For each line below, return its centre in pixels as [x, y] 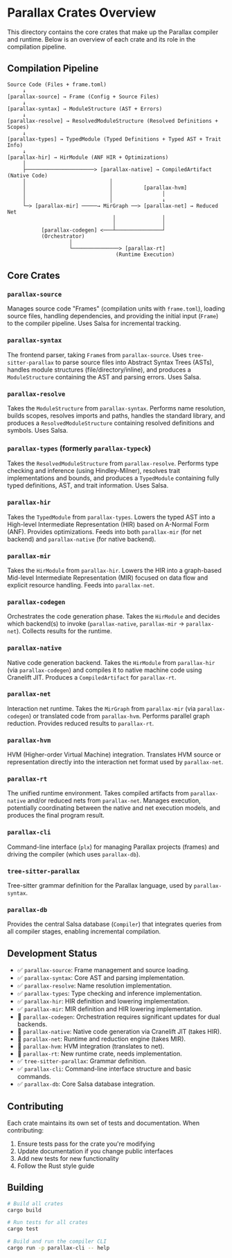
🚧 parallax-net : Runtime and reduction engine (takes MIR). [101, 1039]
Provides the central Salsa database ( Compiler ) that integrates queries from [115, 924]
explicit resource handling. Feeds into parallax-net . [81, 585]
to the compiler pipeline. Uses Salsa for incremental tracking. [94, 323]
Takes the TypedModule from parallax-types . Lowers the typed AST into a [111, 517]
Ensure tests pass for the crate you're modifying [86, 1144]
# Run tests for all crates [48, 1223]
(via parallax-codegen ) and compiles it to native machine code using [105, 670]
